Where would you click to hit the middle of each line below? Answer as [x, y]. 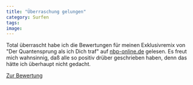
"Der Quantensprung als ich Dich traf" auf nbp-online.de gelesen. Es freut [96, 52]
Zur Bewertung [24, 75]
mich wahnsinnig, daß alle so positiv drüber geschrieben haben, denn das [96, 58]
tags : [13, 23]
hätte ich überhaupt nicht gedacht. [48, 64]
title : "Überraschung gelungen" [46, 12]
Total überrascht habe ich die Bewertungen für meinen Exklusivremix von [96, 45]
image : [14, 28]
